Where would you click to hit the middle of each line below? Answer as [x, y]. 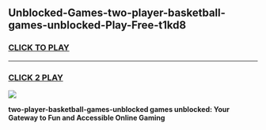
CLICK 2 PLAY [36, 77]
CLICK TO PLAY [39, 48]
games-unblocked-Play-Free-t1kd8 [97, 26]
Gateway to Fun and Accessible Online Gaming [87, 117]
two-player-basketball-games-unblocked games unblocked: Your [119, 109]
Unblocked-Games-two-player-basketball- [117, 13]
